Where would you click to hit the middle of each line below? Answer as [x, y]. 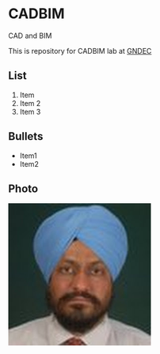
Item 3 [30, 111]
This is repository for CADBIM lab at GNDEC [80, 51]
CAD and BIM [30, 36]
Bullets [26, 136]
